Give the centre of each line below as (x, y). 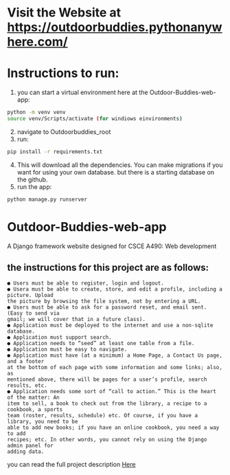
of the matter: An (33, 398)
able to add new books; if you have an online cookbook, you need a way (113, 428)
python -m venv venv (37, 112)
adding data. (26, 452)
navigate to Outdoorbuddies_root (64, 131)
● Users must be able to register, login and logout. (86, 283)
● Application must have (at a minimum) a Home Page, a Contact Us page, (115, 355)
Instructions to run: (63, 73)
